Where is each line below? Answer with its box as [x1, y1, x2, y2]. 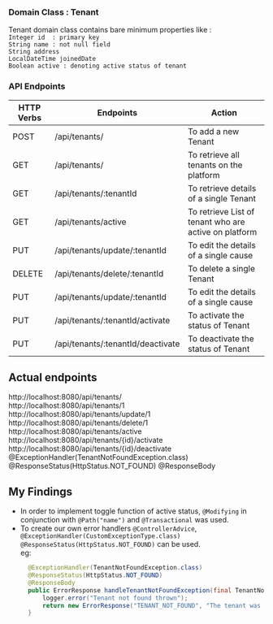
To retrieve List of [188, 206, 255, 217]
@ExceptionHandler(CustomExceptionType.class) [19, 532, 181, 540]
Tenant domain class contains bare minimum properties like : [8, 25, 212, 35]
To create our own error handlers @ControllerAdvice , [19, 523, 197, 534]
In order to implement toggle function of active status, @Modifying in [19, 506, 248, 516]
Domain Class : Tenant [8, 6, 99, 18]
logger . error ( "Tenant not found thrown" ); [41, 594, 188, 602]
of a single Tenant [188, 193, 256, 204]
